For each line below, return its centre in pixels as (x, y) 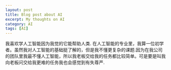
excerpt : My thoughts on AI (35, 19)
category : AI (19, 24)
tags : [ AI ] (17, 29)
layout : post (19, 10)
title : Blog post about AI (34, 15)
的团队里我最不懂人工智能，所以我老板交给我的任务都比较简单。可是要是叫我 (85, 56)
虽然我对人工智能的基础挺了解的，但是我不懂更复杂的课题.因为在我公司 (88, 50)
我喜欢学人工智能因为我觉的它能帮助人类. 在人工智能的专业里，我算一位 (80, 44)
